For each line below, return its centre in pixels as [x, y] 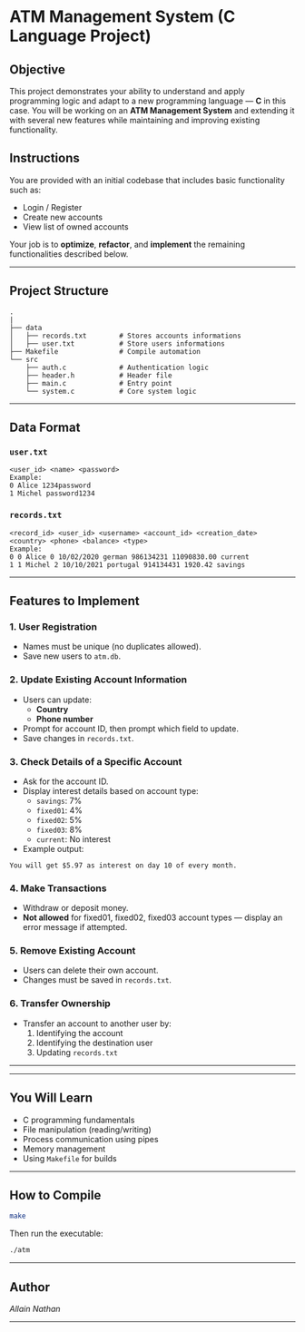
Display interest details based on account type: [110, 790]
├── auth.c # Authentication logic [117, 367]
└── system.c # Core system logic [111, 391]
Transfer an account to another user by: [97, 1023]
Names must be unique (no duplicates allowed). [112, 647]
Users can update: [57, 700]
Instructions [44, 158]
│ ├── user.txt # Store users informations [117, 343]
